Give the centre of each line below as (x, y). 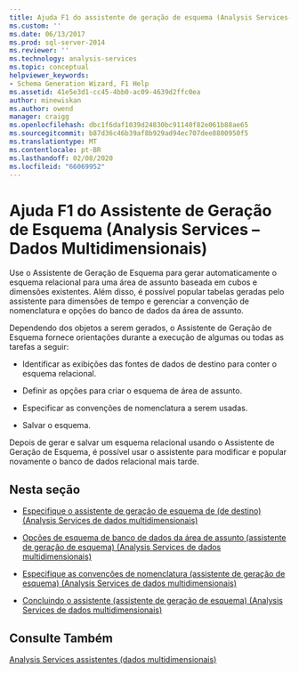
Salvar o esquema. (57, 426)
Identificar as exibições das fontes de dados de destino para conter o (149, 364)
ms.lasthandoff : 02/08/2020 (61, 158)
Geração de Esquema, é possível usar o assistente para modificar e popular (148, 452)
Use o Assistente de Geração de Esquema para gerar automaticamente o (143, 273)
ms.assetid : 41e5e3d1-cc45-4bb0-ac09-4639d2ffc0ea (105, 92)
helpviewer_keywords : (49, 76)
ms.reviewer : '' (39, 51)
